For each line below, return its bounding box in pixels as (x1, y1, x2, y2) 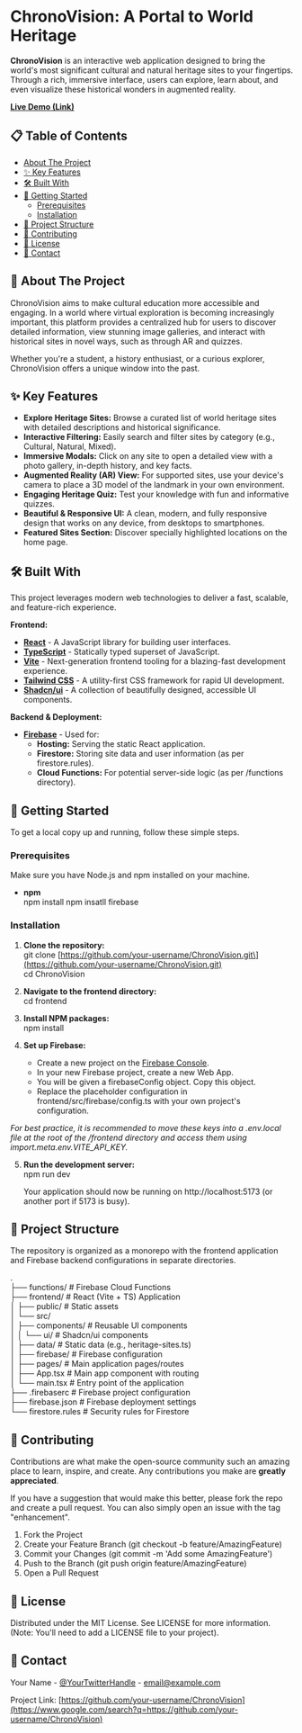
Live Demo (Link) (10, 101, 75, 112)
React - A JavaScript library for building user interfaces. (22, 637, 232, 648)
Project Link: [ (10, 1694, 62, 1705)
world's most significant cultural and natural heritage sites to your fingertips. (10, 65, 294, 76)
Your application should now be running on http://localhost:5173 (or (22, 1186, 273, 1197)
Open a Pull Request (22, 1567, 100, 1578)
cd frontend (22, 995, 67, 1006)
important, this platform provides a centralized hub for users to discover (10, 317, 277, 328)
